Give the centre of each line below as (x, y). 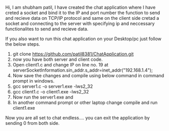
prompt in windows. (33, 81)
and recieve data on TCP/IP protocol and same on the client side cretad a (82, 18)
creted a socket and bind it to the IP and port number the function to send (83, 13)
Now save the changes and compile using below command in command (88, 75)
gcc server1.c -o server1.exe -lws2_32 (53, 86)
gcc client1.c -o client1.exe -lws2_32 (51, 92)
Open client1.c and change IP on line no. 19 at (61, 65)
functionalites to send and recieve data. (47, 29)
